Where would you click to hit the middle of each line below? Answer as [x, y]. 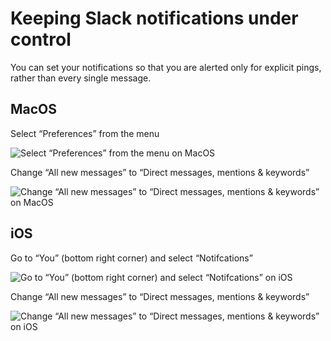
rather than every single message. [81, 78]
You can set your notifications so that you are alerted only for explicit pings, [166, 67]
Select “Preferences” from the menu [85, 133]
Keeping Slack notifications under [154, 18]
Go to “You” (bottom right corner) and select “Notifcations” [131, 258]
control [41, 39]
